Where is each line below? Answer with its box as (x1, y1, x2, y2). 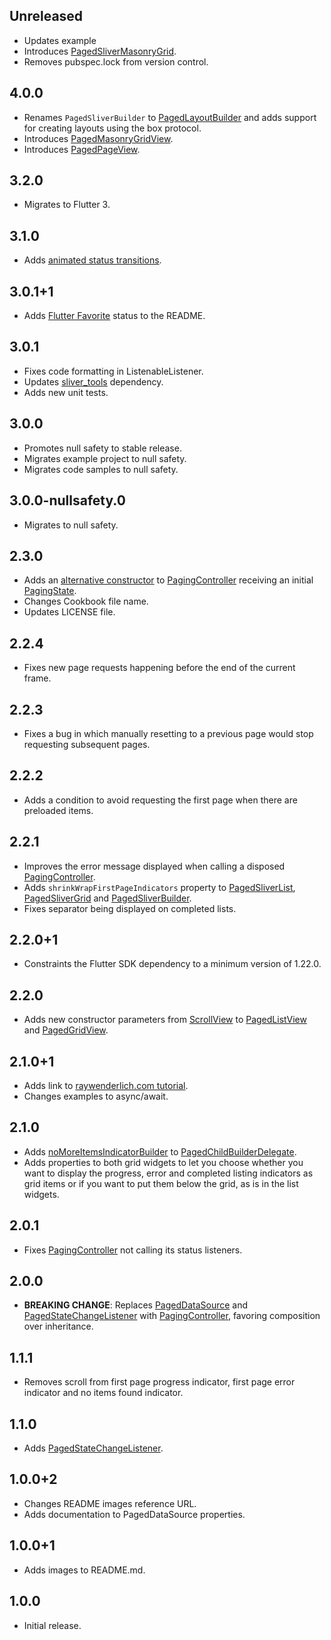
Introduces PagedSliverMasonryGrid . (23, 45, 177, 57)
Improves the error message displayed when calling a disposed (23, 860, 286, 872)
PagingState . (23, 585, 77, 597)
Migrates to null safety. (23, 519, 119, 531)
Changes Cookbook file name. (23, 595, 149, 608)
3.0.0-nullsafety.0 (9, 492, 126, 509)
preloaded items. (23, 804, 94, 816)
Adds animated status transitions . (23, 254, 162, 266)
